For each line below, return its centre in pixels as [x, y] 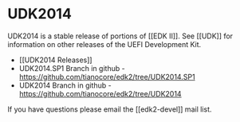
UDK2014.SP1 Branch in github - [72, 68]
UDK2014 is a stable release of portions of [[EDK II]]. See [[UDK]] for [120, 36]
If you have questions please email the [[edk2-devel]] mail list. [110, 109]
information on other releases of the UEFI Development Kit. [104, 44]
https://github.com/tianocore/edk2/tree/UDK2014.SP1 [107, 77]
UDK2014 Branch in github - [65, 85]
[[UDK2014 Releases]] [55, 60]
